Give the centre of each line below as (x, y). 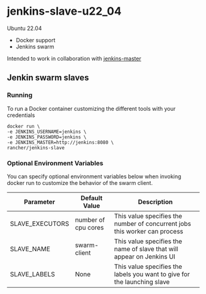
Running (20, 95)
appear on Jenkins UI (145, 257)
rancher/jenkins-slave (36, 148)
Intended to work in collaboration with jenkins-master (74, 58)
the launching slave (142, 282)
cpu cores (90, 227)
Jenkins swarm (35, 47)
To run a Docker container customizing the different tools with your (91, 108)
